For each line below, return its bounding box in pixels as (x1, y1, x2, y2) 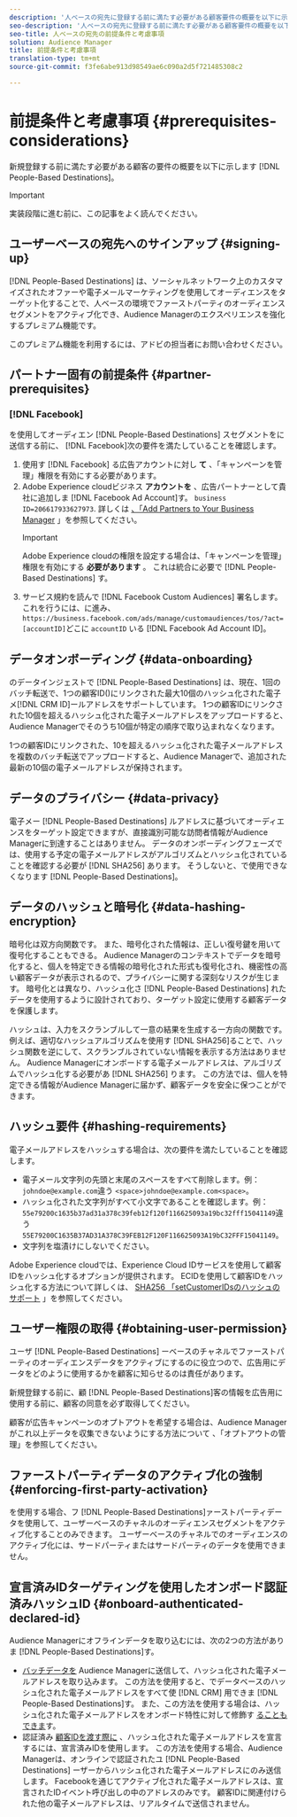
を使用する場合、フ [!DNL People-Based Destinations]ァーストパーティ (9, 1507, 267, 1517)
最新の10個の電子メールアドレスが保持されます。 (9, 762, 187, 773)
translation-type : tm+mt (9, 54, 101, 63)
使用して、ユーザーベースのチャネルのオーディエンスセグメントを (24, 1517, 263, 1529)
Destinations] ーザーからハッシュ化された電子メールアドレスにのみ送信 (21, 1765, 282, 1775)
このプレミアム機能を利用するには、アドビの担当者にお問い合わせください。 (9, 339, 288, 349)
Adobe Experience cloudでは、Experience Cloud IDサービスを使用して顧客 (9, 1259, 282, 1270)
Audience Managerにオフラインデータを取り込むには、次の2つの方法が (9, 1635, 270, 1645)
